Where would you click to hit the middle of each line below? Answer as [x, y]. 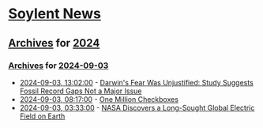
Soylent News [54, 14]
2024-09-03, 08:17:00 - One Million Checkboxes [99, 99]
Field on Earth [42, 116]
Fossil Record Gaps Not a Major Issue [81, 91]
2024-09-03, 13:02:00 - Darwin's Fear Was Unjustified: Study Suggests [137, 82]
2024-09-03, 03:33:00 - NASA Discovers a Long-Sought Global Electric [137, 107]
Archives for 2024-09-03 [58, 66]
